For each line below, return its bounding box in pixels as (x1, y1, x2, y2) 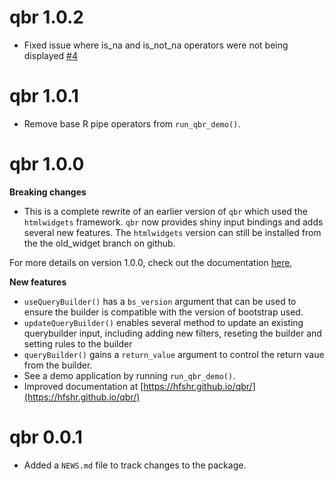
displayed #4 (23, 49, 78, 61)
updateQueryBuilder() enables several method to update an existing (23, 316, 304, 328)
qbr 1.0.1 (9, 85, 79, 108)
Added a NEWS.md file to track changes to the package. (23, 459, 247, 471)
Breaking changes (9, 186, 87, 198)
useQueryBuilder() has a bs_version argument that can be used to (23, 295, 297, 307)
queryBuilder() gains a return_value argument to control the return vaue (23, 348, 325, 360)
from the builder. (23, 359, 93, 371)
